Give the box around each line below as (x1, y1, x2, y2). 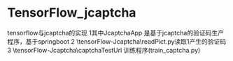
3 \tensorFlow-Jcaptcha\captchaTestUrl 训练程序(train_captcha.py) (7, 46, 201, 54)
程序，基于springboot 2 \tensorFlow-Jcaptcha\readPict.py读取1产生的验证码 (7, 37, 227, 46)
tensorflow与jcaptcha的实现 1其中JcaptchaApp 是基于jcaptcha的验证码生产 (7, 28, 224, 37)
